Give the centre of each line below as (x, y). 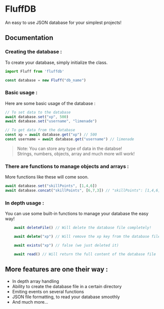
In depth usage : (25, 203)
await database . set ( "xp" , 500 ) (37, 117)
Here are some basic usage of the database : (50, 103)
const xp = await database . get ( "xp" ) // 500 (51, 135)
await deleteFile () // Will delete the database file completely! (83, 228)
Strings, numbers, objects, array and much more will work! (76, 154)
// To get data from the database (40, 130)
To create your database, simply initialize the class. (56, 62)
